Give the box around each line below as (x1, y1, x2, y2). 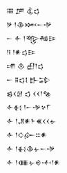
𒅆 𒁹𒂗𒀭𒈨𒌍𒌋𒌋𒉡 (6, 117, 57, 125)
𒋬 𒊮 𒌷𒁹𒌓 (6, 62, 44, 70)
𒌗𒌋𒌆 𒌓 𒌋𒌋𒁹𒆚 (6, 90, 52, 97)
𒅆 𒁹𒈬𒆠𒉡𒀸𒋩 (6, 145, 55, 152)
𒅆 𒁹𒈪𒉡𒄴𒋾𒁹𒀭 (6, 159, 61, 166)
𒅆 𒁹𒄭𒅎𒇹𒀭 (6, 131, 48, 139)
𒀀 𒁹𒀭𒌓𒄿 (6, 48, 36, 56)
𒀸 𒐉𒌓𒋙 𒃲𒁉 (6, 76, 51, 83)
